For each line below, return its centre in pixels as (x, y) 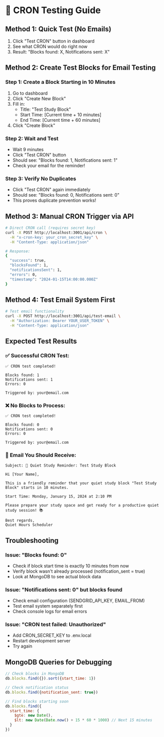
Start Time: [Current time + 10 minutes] (61, 114)
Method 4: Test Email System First (60, 300)
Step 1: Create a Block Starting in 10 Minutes (61, 82)
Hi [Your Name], (22, 475)
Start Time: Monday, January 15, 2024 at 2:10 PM (59, 497)
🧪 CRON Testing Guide (53, 10)
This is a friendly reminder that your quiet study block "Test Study (81, 483)
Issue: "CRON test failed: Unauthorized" (56, 625)
